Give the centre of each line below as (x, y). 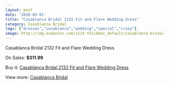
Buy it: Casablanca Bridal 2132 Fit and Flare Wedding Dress (67, 67)
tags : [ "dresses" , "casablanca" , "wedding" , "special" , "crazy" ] (71, 29)
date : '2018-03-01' (26, 15)
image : (12, 33)
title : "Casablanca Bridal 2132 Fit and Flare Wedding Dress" (72, 19)
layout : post (19, 10)
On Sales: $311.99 (24, 58)
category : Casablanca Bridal (36, 24)
